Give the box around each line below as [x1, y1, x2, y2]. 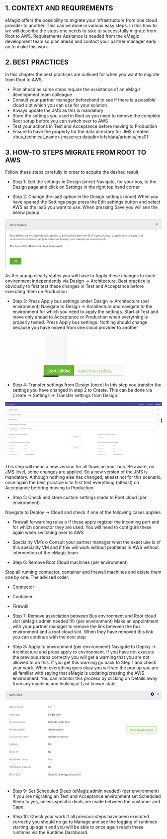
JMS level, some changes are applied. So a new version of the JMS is [5, 469, 148, 475]
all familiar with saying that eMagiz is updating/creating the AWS [12, 670, 145, 676]
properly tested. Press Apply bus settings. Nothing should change [12, 319, 148, 325]
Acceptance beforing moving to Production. [5, 485, 95, 491]
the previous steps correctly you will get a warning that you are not [12, 654, 150, 660]
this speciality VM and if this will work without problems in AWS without [12, 544, 159, 550]
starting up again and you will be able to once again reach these [12, 824, 144, 830]
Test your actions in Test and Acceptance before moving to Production [12, 123, 158, 129]
